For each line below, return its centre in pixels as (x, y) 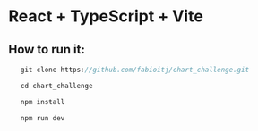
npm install (43, 102)
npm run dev (43, 118)
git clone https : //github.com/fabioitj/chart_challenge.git (135, 70)
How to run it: (47, 49)
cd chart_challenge (56, 86)
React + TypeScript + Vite (106, 16)
